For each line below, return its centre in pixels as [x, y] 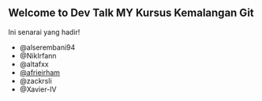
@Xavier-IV [38, 89]
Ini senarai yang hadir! [44, 32]
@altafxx [34, 64]
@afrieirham [40, 72]
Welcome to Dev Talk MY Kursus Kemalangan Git [131, 13]
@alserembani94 [47, 47]
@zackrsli [36, 80]
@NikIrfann [38, 55]
